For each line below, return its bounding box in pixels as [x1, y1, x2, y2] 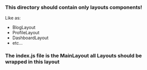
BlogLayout [12, 24, 36, 30]
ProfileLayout [12, 30, 39, 36]
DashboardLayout [12, 35, 49, 41]
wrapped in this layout [5, 58, 60, 65]
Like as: [5, 15, 21, 21]
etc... [12, 40, 23, 46]
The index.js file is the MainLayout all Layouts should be [5, 52, 142, 59]
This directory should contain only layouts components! [5, 4, 143, 11]
